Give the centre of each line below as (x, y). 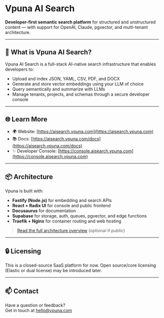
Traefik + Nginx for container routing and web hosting (67, 221)
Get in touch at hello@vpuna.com (39, 310)
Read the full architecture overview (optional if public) (71, 231)
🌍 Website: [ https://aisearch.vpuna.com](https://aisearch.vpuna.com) (83, 131)
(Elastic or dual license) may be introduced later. (54, 271)
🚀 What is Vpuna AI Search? (48, 52)
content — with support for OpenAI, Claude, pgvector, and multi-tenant (76, 27)
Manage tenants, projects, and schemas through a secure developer (81, 94)
